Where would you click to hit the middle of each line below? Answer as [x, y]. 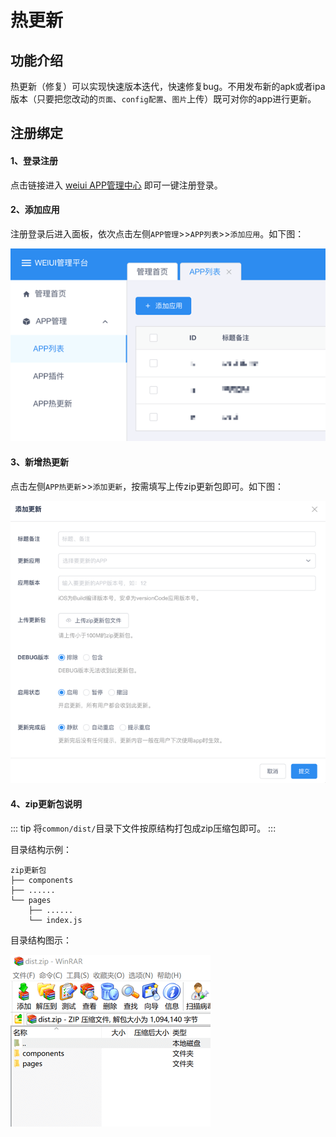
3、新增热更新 [40, 462]
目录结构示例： [41, 849]
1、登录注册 [34, 160]
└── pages [31, 900]
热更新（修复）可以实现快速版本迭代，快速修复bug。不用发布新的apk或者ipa [168, 86]
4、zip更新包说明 [46, 803]
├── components [42, 880]
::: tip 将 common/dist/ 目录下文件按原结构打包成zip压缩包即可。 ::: [143, 828]
